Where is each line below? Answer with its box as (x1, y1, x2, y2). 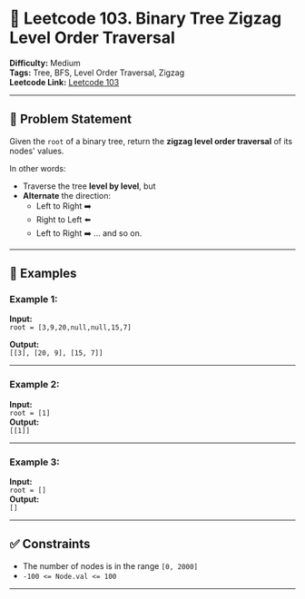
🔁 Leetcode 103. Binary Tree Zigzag (9, 8, 282, 29)
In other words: (9, 162, 66, 173)
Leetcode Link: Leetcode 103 (9, 76, 120, 87)
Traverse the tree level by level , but (22, 181, 156, 191)
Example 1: (9, 293, 58, 306)
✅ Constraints (9, 536, 91, 552)
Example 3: (9, 456, 61, 468)
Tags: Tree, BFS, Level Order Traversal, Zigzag (9, 67, 185, 78)
